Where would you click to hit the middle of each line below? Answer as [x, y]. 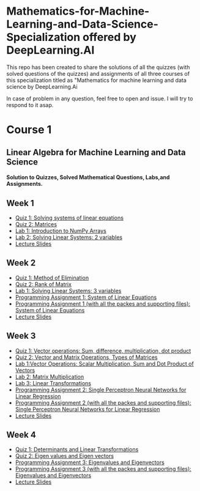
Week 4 [21, 434]
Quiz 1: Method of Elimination [52, 278]
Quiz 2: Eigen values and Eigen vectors [65, 456]
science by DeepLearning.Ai [42, 86]
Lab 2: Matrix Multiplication [50, 377]
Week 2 [21, 263]
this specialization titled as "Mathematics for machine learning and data [96, 80]
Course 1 [29, 130]
